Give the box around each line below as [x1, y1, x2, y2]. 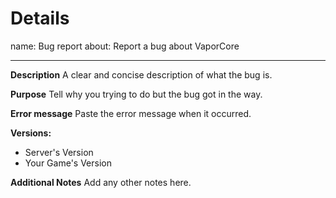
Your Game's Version [24, 157, 112, 169]
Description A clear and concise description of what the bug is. [10, 68, 273, 81]
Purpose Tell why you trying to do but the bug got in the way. [10, 88, 263, 100]
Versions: [10, 127, 52, 139]
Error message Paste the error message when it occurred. [10, 107, 252, 119]
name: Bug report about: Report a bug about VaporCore [10, 40, 240, 52]
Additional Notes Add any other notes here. [10, 176, 192, 188]
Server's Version [24, 146, 94, 158]
